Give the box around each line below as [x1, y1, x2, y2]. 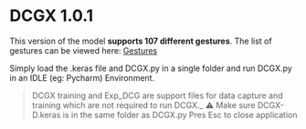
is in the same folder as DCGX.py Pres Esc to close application [62, 109, 298, 120]
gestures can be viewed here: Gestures [9, 45, 158, 55]
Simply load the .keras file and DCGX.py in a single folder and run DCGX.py [9, 63, 292, 74]
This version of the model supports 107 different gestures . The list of [9, 35, 272, 46]
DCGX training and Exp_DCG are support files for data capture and [31, 90, 283, 101]
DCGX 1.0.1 [9, 5, 94, 26]
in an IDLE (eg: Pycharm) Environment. [9, 72, 155, 83]
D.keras [31, 109, 61, 120]
